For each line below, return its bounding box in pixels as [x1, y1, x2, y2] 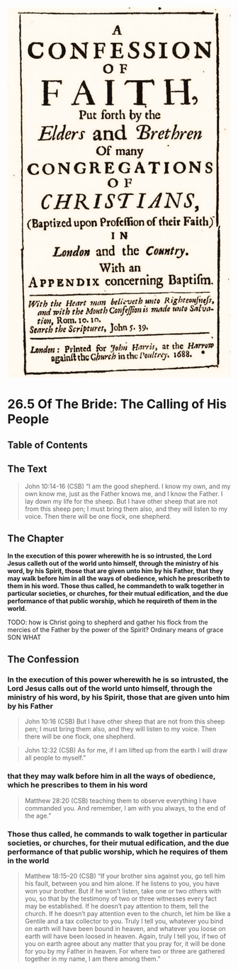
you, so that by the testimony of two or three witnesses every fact [24, 894, 217, 903]
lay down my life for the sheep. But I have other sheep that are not [24, 497, 218, 505]
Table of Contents [7, 439, 89, 451]
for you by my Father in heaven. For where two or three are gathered [24, 947, 225, 955]
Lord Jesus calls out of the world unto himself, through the [7, 683, 212, 693]
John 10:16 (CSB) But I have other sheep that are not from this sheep [24, 717, 225, 726]
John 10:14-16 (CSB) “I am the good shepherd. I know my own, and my [24, 482, 231, 490]
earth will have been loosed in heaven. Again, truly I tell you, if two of [24, 932, 227, 940]
